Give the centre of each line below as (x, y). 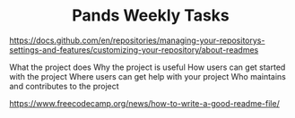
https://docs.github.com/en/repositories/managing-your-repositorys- (137, 40)
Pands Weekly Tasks (151, 16)
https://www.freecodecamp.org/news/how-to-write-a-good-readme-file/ (144, 103)
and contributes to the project (64, 86)
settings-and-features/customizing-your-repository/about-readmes (134, 49)
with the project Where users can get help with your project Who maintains (148, 76)
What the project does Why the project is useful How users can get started (147, 67)
